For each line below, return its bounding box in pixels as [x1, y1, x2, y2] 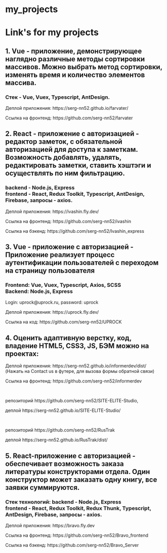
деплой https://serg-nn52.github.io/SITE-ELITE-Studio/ [5, 407, 121, 413]
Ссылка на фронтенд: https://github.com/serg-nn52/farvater [5, 115, 133, 121]
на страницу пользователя [5, 267, 95, 275]
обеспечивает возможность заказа [5, 459, 124, 468]
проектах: [5, 349, 39, 358]
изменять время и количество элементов [5, 70, 145, 79]
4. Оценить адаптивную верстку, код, [5, 333, 132, 342]
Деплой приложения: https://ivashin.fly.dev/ [5, 208, 99, 215]
